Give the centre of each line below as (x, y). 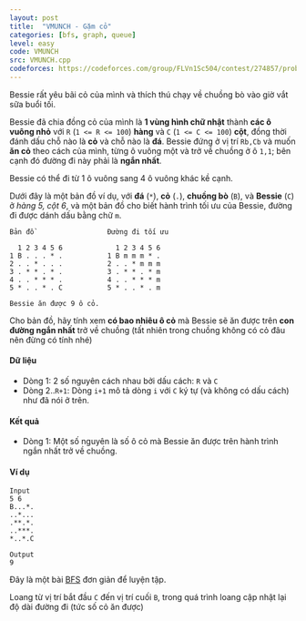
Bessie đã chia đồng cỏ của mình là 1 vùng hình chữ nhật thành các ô (140, 122)
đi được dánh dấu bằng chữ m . (66, 215)
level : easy (32, 43)
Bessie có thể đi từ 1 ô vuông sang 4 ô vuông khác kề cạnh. (122, 178)
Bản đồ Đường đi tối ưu (89, 232)
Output (22, 555)
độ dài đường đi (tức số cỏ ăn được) (76, 607)
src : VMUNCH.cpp (40, 60)
